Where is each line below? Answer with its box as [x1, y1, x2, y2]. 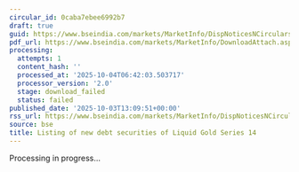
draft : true [9, 21, 53, 30]
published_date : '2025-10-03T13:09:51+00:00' [9, 104, 181, 113]
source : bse [9, 121, 53, 129]
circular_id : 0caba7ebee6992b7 [9, 12, 125, 22]
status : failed [17, 95, 74, 105]
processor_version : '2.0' [17, 79, 114, 88]
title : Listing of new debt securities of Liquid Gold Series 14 [9, 129, 256, 137]
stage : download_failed [17, 87, 105, 96]
